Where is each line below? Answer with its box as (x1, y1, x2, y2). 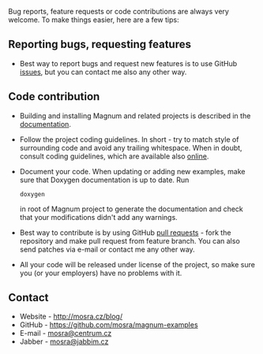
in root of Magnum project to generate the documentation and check (19, 204, 243, 214)
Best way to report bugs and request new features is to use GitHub (19, 58, 238, 68)
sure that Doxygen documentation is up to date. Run (19, 175, 190, 184)
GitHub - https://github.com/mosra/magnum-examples (19, 320, 199, 330)
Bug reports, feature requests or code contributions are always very (8, 7, 229, 16)
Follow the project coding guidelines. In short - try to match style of (19, 134, 239, 144)
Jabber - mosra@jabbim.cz (19, 337, 109, 346)
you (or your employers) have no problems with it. (19, 268, 182, 278)
